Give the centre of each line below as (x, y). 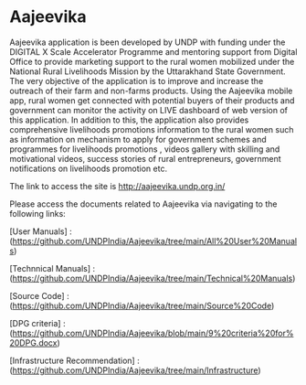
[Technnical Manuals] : (53, 268)
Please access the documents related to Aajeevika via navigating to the (143, 204)
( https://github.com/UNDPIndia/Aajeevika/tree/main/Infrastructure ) (136, 370)
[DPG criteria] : (37, 323)
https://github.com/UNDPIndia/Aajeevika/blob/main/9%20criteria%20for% (153, 333)
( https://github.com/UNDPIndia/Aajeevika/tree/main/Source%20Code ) (142, 305)
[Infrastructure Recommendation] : (74, 360)
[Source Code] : (40, 295)
